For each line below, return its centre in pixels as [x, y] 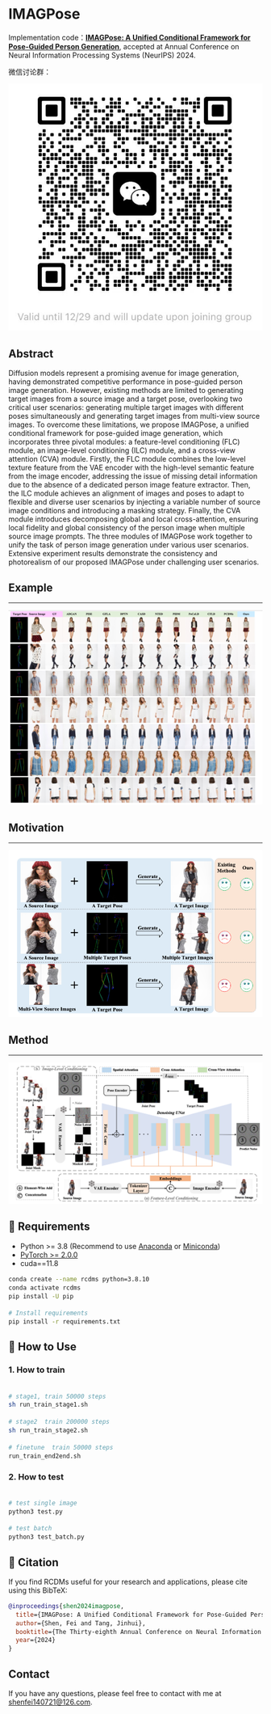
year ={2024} [36, 1640]
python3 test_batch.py [46, 1537]
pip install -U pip [41, 1296]
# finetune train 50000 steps [61, 1447]
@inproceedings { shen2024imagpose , [67, 1606]
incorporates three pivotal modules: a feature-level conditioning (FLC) [124, 442]
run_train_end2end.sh [45, 1456]
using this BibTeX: [38, 1590]
